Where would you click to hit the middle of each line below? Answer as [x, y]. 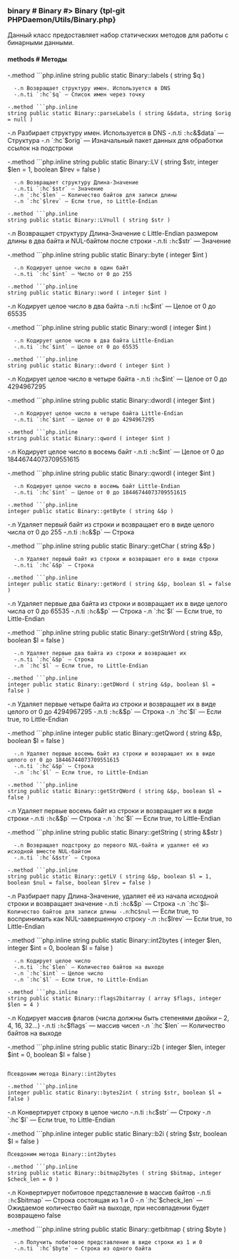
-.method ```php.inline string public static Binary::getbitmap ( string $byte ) [117, 1229]
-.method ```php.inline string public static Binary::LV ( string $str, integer [113, 161]
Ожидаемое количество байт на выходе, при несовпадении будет [108, 1208]
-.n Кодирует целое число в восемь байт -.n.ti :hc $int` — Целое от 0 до [116, 452]
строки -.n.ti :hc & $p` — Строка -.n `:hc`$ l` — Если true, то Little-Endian [114, 818]
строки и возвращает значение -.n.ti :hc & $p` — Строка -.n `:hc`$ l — [108, 903]
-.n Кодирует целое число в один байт [72, 268]
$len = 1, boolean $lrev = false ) [54, 169]
